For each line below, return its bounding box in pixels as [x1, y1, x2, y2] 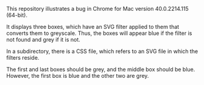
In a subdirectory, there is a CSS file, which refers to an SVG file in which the [6, 48, 199, 55]
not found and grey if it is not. [6, 36, 80, 43]
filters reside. [6, 54, 40, 61]
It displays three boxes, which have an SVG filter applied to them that [6, 24, 180, 30]
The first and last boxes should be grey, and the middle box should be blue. [6, 66, 195, 73]
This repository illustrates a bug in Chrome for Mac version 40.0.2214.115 [6, 5, 189, 12]
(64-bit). [6, 11, 27, 19]
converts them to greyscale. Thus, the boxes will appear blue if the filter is [6, 30, 192, 37]
